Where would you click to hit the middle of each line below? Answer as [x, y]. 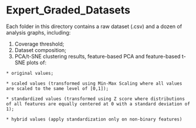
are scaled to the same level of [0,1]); [58, 88]
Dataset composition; [40, 50]
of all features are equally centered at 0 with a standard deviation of [98, 104]
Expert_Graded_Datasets [68, 10]
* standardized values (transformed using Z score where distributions [95, 99]
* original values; [30, 73]
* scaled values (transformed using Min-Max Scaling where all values [94, 83]
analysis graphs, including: [38, 32]
